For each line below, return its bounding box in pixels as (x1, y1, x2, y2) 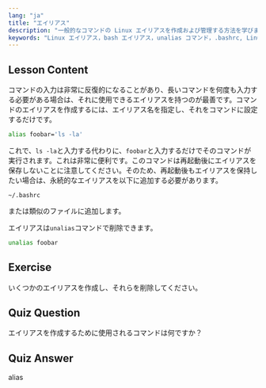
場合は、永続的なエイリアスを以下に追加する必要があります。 (21, 175, 223, 184)
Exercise (8, 261, 52, 274)
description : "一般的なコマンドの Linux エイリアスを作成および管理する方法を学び (8, 26, 254, 34)
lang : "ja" (8, 11, 44, 20)
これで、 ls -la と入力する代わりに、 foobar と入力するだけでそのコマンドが (8, 146, 252, 155)
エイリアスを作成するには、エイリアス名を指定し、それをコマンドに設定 (21, 105, 258, 115)
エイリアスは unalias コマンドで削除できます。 (8, 223, 158, 232)
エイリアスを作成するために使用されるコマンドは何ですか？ (8, 328, 203, 337)
